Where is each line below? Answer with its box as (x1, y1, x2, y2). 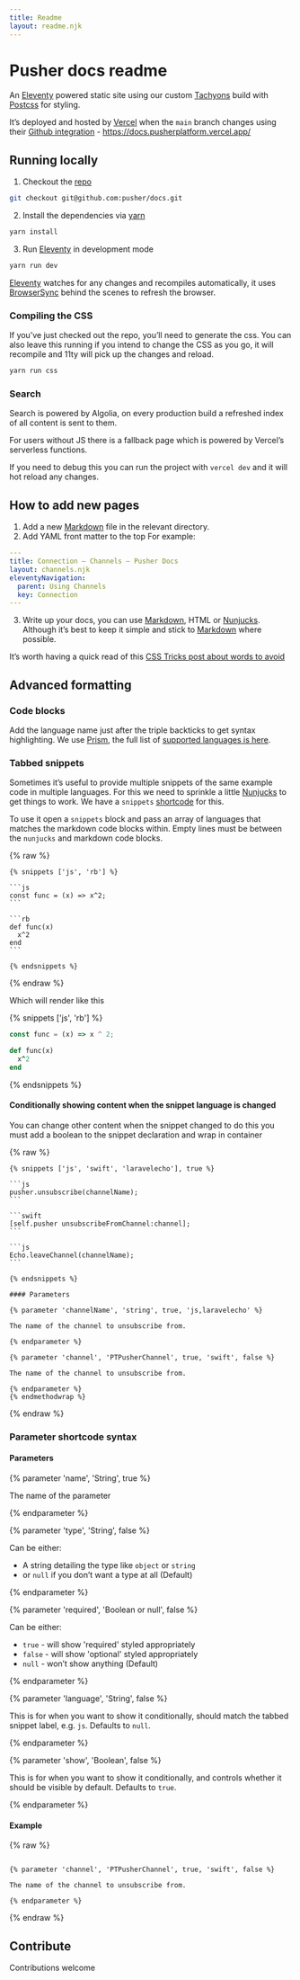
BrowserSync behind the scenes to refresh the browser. (9, 287, 216, 298)
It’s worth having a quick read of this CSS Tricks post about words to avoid (9, 651, 286, 662)
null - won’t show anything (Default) (22, 1658, 159, 1669)
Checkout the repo (22, 176, 93, 187)
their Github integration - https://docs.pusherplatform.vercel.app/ (9, 127, 251, 138)
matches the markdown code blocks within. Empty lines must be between (9, 824, 283, 834)
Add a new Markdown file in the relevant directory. (22, 522, 209, 532)
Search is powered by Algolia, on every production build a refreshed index (9, 408, 285, 419)
